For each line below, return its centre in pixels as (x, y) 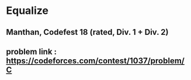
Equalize (27, 11)
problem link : (32, 51)
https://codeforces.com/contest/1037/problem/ (95, 61)
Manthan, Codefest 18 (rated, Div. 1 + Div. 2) (87, 32)
